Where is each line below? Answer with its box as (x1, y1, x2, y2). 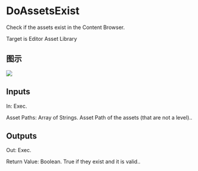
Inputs (6, 87, 31, 97)
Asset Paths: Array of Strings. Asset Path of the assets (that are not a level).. (6, 114, 193, 121)
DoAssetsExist (6, 4, 80, 18)
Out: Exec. (6, 147, 31, 154)
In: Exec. (6, 102, 27, 109)
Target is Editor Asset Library (6, 35, 77, 42)
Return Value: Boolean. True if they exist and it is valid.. (6, 158, 140, 165)
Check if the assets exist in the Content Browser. (6, 24, 125, 31)
